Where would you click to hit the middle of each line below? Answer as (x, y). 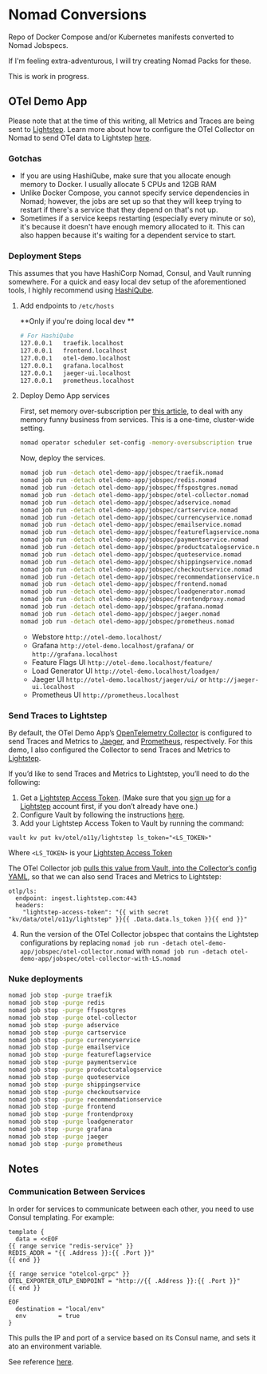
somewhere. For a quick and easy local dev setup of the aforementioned (128, 282)
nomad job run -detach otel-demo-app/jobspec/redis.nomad (118, 480)
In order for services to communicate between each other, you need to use (132, 1209)
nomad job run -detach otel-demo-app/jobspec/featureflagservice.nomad (141, 532)
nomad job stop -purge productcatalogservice (85, 1070)
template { (26, 1233)
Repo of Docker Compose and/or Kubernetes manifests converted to (121, 37)
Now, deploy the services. (63, 458)
